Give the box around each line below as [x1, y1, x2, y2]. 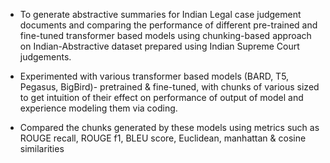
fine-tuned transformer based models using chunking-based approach [19, 30, 312, 41]
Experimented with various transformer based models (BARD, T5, [19, 70, 290, 82]
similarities [19, 143, 65, 154]
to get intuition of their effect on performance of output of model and [19, 92, 304, 103]
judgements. [19, 51, 72, 63]
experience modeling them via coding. [19, 102, 178, 114]
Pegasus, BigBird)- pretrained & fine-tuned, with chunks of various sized [19, 81, 320, 93]
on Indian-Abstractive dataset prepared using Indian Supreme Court [19, 40, 300, 52]
